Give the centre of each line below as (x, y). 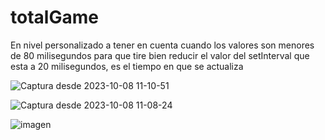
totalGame (54, 17)
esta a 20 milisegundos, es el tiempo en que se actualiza (127, 66)
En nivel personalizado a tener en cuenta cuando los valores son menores (162, 45)
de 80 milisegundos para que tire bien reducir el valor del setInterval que (160, 55)
